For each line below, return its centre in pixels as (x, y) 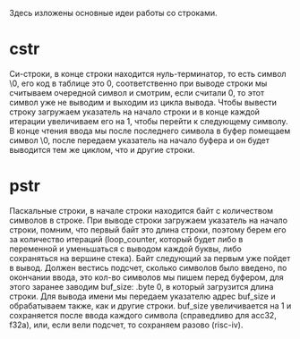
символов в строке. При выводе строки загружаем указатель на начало (149, 220)
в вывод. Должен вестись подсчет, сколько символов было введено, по (148, 267)
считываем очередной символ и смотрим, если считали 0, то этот (137, 92)
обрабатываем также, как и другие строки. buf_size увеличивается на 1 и (150, 305)
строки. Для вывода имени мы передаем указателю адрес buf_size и (142, 296)
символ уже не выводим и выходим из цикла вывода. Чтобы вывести (143, 102)
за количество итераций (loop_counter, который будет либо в (126, 239)
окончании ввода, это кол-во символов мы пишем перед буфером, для (146, 277)
